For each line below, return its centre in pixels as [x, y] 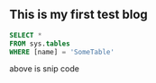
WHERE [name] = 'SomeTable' [62, 52]
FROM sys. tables [40, 44]
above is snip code [44, 69]
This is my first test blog [79, 15]
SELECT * [26, 35]
